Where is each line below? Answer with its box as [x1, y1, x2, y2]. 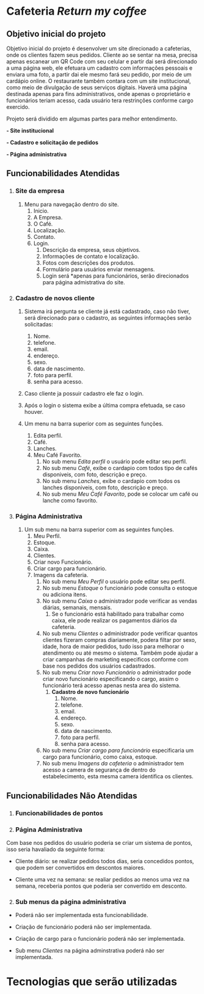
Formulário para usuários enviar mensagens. [42, 265, 155, 273]
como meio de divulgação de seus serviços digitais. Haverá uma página [6, 84, 188, 91]
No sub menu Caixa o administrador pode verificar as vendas [42, 597, 197, 605]
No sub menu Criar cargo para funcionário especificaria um [42, 747, 194, 754]
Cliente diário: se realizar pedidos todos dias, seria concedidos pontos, [15, 857, 194, 864]
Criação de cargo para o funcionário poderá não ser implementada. [15, 935, 185, 943]
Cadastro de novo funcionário [51, 688, 129, 696]
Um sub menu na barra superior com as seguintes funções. [24, 526, 174, 533]
